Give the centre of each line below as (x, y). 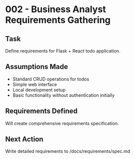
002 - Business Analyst (56, 9)
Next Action (25, 140)
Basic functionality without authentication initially (63, 95)
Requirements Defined (41, 111)
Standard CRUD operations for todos (51, 79)
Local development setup (39, 90)
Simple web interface (35, 84)
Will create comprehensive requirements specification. (62, 123)
